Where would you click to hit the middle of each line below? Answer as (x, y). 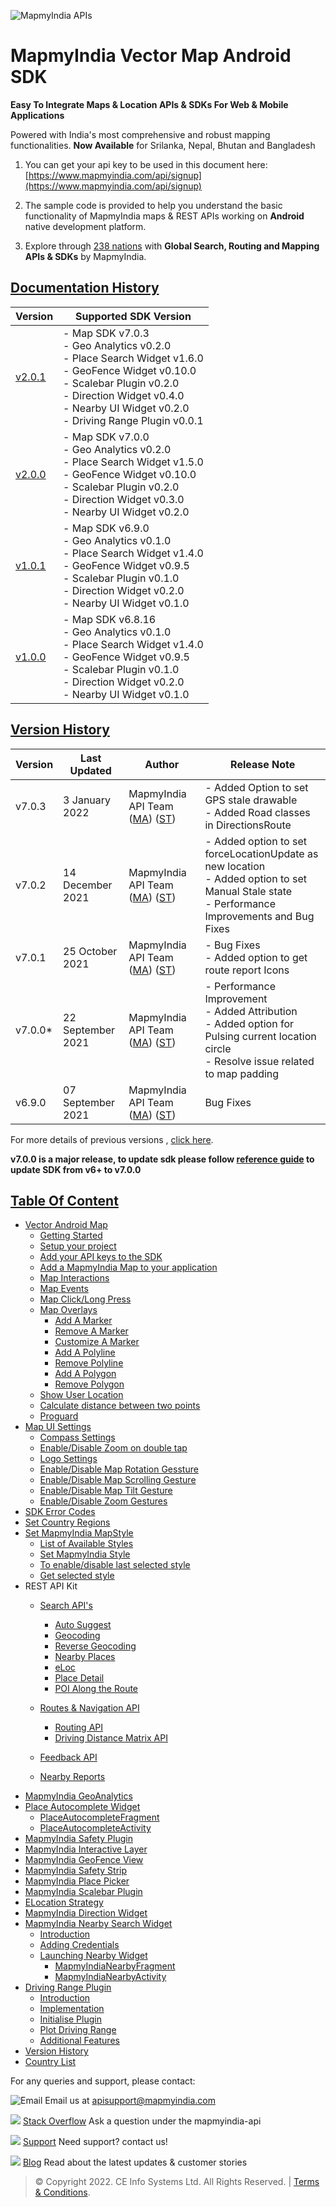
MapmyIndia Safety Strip (76, 1871)
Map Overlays (68, 1310)
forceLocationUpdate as (261, 853)
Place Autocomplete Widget (82, 1807)
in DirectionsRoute (248, 825)
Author (162, 764)
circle (218, 1048)
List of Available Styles (86, 1544)
